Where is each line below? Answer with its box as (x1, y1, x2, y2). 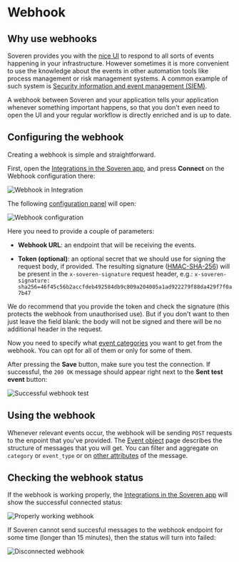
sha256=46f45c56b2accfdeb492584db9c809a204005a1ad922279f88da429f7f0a (17, 283, 233, 291)
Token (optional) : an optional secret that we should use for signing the (17, 254, 226, 263)
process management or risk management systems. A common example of (7, 74, 228, 83)
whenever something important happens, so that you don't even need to (7, 103, 220, 111)
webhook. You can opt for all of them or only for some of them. (7, 346, 193, 355)
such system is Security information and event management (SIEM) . (7, 82, 208, 90)
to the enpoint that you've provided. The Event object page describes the (7, 436, 223, 444)
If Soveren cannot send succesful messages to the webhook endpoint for (7, 526, 223, 534)
